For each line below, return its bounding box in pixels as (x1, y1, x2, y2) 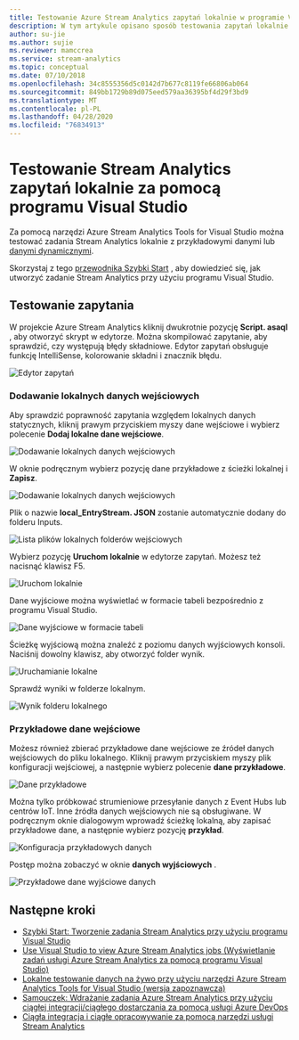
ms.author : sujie (9, 37, 74, 47)
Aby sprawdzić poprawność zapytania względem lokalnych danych (9, 410, 256, 421)
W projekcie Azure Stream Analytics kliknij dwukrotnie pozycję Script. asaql (9, 322, 288, 332)
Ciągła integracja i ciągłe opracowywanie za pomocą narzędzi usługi (21, 1011, 274, 1022)
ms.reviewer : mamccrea (9, 46, 93, 55)
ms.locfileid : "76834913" (9, 121, 105, 130)
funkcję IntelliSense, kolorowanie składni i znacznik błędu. (9, 349, 222, 361)
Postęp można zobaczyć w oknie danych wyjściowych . (9, 859, 217, 870)
